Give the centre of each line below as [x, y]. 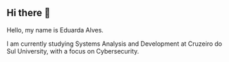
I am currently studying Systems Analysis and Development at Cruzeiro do [114, 44]
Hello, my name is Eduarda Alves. [55, 30]
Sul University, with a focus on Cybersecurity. [73, 51]
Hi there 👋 [29, 13]
